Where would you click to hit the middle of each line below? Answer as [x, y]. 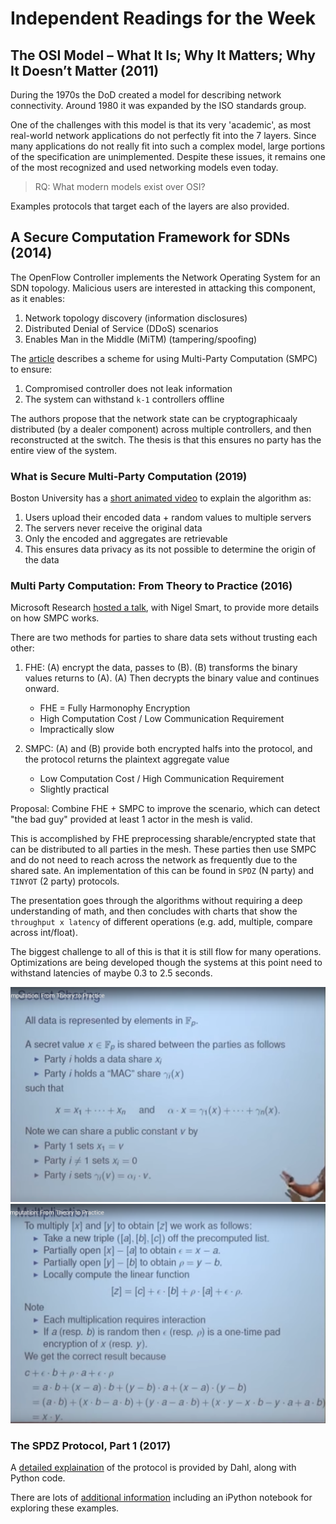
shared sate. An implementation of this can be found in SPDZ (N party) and [162, 871]
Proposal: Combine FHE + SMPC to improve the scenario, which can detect [165, 809]
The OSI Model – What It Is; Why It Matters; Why [163, 55]
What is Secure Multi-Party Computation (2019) [129, 476]
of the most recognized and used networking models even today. [144, 167]
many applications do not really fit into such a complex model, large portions [168, 146]
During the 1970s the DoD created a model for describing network [146, 95]
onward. [42, 689]
